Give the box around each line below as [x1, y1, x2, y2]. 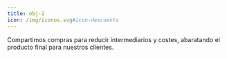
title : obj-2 [7, 10, 45, 17]
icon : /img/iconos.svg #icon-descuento [7, 17, 119, 23]
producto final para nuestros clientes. [7, 43, 114, 51]
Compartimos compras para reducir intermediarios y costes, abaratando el [7, 35, 220, 43]
